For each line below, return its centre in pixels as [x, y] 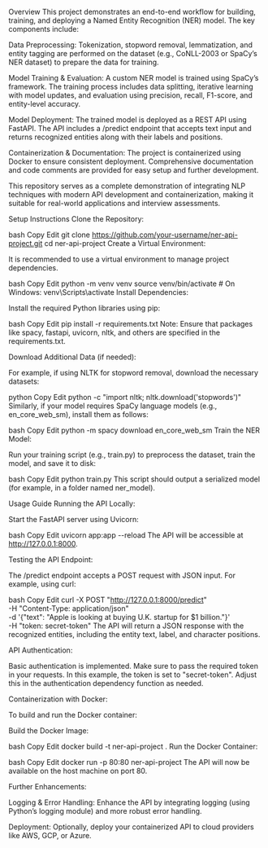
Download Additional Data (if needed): [72, 357]
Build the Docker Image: [49, 731]
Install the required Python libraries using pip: [84, 308]
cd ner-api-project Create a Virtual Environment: [125, 243]
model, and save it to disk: [52, 463]
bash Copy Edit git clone [50, 235]
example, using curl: [42, 584]
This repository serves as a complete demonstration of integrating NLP [127, 186]
